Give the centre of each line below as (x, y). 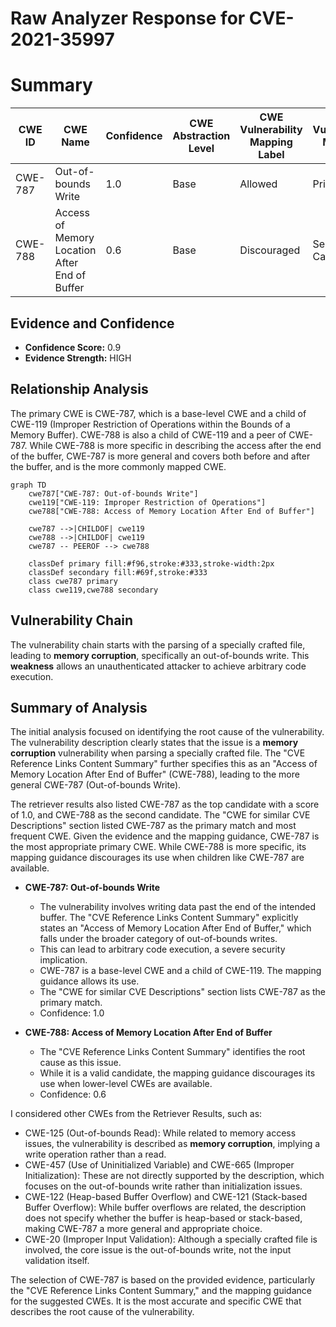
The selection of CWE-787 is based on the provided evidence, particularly (163, 1280)
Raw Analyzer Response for (128, 18)
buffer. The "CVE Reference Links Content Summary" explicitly (169, 918)
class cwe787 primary (73, 581)
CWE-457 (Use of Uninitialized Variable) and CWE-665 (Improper (159, 1165)
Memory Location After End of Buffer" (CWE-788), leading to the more (155, 774)
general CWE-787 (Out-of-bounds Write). (96, 785)
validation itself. (57, 1261)
